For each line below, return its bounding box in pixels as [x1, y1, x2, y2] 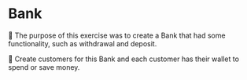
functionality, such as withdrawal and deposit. [8, 38, 157, 48]
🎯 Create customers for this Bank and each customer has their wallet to [8, 54, 240, 64]
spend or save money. [8, 62, 80, 71]
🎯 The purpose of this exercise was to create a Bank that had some [8, 31, 226, 40]
